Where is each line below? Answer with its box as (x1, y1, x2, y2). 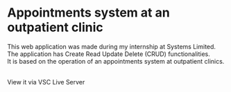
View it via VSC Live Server (7, 77, 85, 86)
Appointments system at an (7, 5, 170, 21)
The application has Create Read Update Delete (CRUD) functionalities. (7, 50, 210, 58)
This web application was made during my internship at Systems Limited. (7, 42, 216, 50)
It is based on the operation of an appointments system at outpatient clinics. (7, 57, 225, 65)
